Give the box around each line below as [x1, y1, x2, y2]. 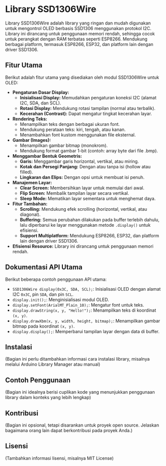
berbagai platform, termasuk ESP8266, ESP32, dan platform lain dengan [5, 41, 154, 47]
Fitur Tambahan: [12, 201, 48, 207]
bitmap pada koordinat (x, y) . [12, 323, 75, 329]
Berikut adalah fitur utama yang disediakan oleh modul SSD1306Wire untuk [5, 74, 160, 80]
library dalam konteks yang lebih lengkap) [5, 395, 91, 401]
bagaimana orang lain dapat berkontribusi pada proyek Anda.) [5, 428, 133, 433]
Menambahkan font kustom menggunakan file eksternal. [19, 131, 136, 138]
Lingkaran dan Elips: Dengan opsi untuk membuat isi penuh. [19, 174, 145, 180]
